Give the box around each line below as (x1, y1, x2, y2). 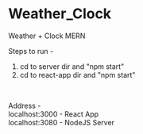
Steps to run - (8, 46, 54, 56)
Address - (8, 101, 41, 110)
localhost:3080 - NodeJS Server (8, 117, 115, 127)
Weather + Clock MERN (8, 31, 86, 40)
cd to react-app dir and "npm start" (19, 70, 136, 79)
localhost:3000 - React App (8, 109, 99, 119)
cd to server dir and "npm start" (19, 61, 125, 71)
